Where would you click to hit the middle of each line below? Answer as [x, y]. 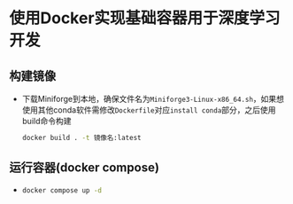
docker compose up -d [62, 190]
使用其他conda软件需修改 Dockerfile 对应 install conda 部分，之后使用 [149, 110]
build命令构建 [47, 121]
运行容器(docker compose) [84, 168]
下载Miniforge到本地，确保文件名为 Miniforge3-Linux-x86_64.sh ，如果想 [153, 99]
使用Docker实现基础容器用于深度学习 [145, 18]
